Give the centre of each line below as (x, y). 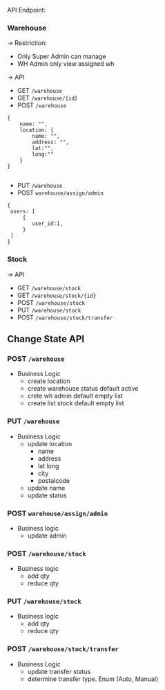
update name (46, 488)
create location (49, 381)
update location (50, 443)
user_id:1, (48, 224)
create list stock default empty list (76, 403)
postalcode (54, 480)
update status (47, 495)
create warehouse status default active (83, 389)
